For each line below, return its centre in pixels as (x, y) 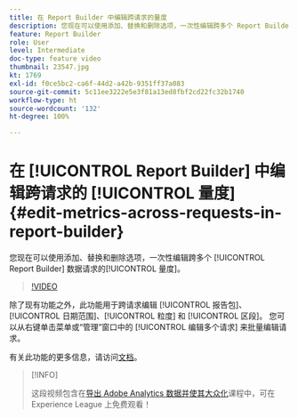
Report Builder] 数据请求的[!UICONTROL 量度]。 (97, 269)
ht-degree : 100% (39, 117)
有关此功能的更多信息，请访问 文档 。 (76, 358)
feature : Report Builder (55, 34)
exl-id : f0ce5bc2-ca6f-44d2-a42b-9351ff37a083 (97, 84)
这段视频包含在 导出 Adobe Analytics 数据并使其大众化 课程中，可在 (153, 393)
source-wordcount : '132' (55, 109)
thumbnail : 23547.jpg (49, 68)
